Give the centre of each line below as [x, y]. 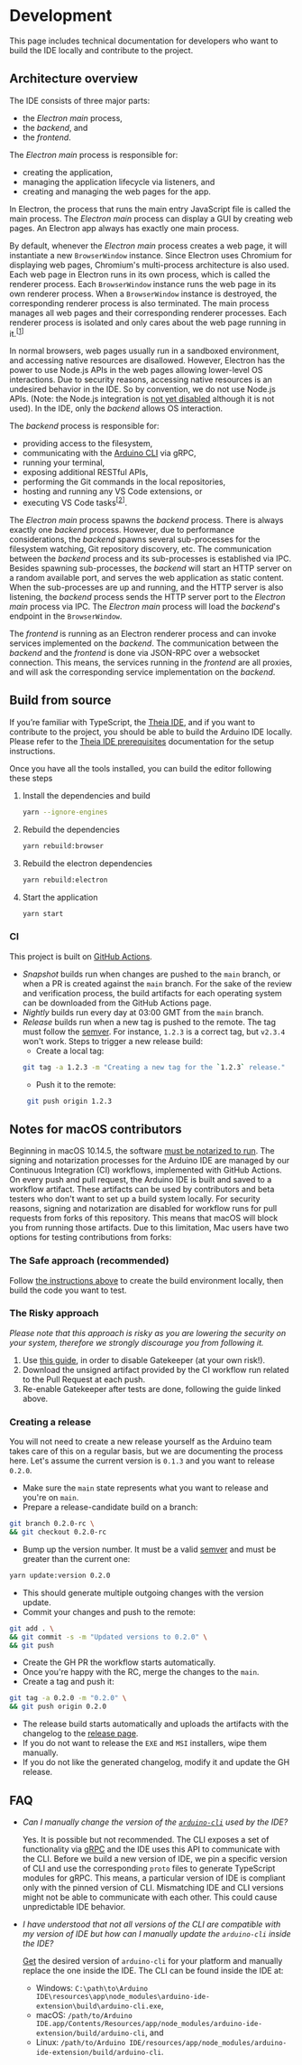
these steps [31, 778]
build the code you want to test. [68, 1290]
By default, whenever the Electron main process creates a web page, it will [148, 246]
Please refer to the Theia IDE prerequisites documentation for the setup [142, 741]
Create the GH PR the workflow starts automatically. [119, 1662]
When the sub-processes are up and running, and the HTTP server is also [146, 587]
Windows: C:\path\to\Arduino [92, 1987]
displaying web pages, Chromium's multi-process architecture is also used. [149, 265]
